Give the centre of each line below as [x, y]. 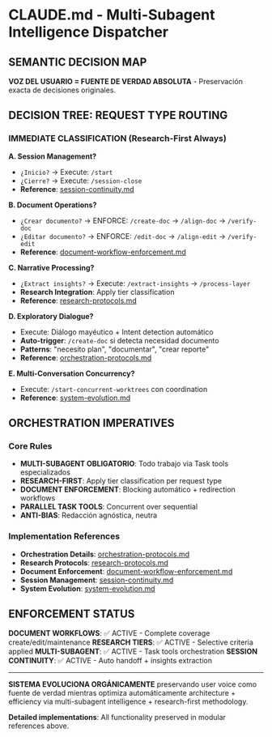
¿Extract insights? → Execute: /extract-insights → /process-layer [135, 283]
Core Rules [30, 446]
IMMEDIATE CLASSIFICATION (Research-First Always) [117, 138]
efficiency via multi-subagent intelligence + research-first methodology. [128, 701]
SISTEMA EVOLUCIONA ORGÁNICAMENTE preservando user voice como [133, 684]
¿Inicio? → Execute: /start [66, 172]
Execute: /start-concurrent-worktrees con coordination [114, 389]
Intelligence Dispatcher [88, 32]
